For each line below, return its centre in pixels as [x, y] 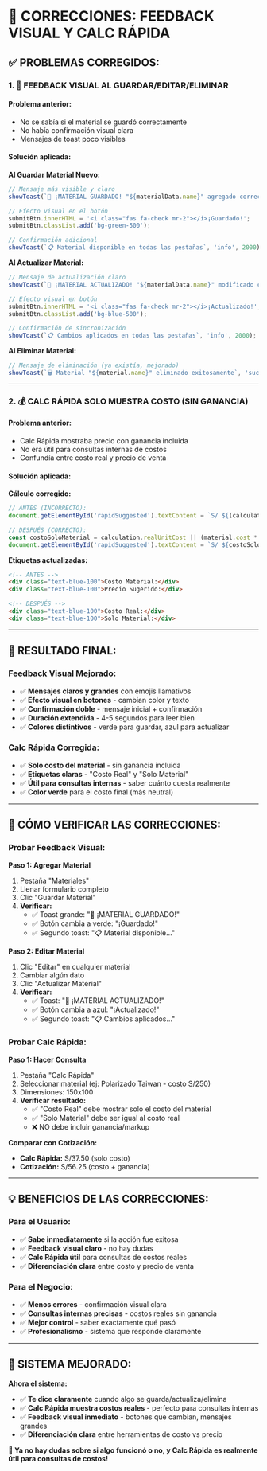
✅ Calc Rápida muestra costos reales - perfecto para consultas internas [139, 1407]
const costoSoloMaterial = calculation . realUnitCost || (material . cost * [133, 537]
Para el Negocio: [41, 1287]
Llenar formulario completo [64, 889]
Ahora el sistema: [38, 1383]
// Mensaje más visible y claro [62, 189]
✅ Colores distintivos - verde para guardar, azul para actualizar [124, 727]
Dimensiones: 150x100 [56, 1092]
